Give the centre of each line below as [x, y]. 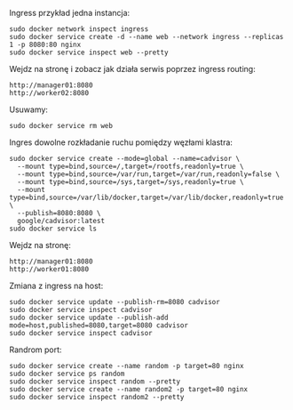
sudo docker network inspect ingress [79, 29]
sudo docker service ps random [67, 374]
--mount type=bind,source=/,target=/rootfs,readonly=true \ [131, 166]
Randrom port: [36, 350]
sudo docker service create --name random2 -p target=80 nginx [129, 390]
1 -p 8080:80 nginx [45, 44]
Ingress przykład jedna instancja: [70, 13]
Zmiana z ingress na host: [56, 285]
